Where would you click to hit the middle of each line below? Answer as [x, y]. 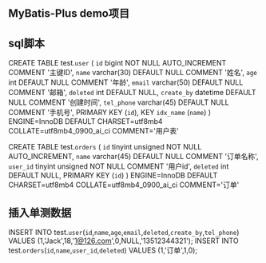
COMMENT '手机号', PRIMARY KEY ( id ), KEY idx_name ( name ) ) [110, 113]
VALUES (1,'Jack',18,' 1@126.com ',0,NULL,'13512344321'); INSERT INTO [123, 241]
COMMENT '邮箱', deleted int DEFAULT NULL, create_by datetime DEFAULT [132, 93]
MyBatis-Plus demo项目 [69, 14]
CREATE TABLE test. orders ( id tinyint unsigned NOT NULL [105, 147]
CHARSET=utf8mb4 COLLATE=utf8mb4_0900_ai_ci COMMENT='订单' [124, 185]
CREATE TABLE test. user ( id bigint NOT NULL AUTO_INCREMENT [117, 63]
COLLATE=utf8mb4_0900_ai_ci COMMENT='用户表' [94, 131]
